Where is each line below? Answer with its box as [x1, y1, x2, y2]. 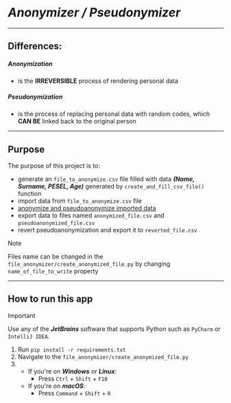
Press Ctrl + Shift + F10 [38, 374, 108, 382]
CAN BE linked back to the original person [17, 117, 136, 125]
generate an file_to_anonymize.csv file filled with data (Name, [17, 175, 195, 183]
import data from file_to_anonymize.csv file [17, 197, 143, 205]
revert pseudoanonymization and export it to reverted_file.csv [17, 226, 197, 234]
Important [8, 311, 36, 319]
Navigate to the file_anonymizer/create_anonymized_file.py [17, 352, 189, 361]
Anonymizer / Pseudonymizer [8, 5, 181, 21]
